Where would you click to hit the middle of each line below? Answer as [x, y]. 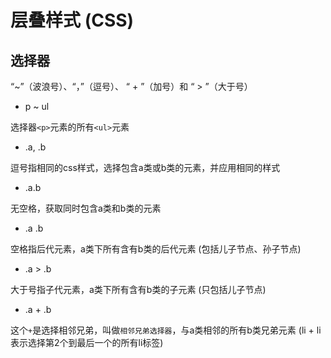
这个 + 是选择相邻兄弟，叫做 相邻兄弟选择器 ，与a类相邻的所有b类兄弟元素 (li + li [166, 330]
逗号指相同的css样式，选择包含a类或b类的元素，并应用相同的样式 [145, 167]
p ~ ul [37, 106]
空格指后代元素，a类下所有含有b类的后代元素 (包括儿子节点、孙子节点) [156, 249]
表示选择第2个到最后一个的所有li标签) [87, 342]
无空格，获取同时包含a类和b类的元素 [86, 208]
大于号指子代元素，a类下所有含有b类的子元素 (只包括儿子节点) [138, 289]
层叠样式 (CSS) [72, 20]
